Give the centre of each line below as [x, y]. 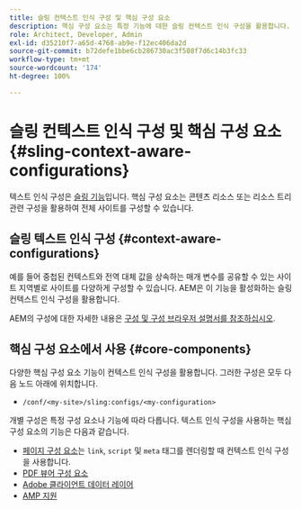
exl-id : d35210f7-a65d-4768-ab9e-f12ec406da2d [98, 43]
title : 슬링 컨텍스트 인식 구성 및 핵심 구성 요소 [90, 18]
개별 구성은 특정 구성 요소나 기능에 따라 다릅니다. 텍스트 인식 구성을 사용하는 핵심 [150, 421]
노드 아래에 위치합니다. [58, 384]
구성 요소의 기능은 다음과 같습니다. [69, 432]
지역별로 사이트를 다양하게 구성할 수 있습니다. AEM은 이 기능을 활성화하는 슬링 [155, 287]
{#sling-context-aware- [100, 151]
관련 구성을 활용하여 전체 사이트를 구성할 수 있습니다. [102, 207]
